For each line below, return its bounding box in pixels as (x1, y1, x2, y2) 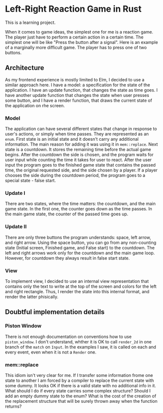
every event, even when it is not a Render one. (5, 349, 97, 355)
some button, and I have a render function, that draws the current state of (5, 97, 152, 103)
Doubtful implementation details (5, 308, 105, 316)
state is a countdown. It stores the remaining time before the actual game (5, 147, 151, 152)
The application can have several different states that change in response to (5, 126, 157, 132)
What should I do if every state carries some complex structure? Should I (5, 388, 151, 394)
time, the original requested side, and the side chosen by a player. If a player (5, 167, 158, 173)
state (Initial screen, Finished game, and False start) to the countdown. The (5, 244, 155, 250)
